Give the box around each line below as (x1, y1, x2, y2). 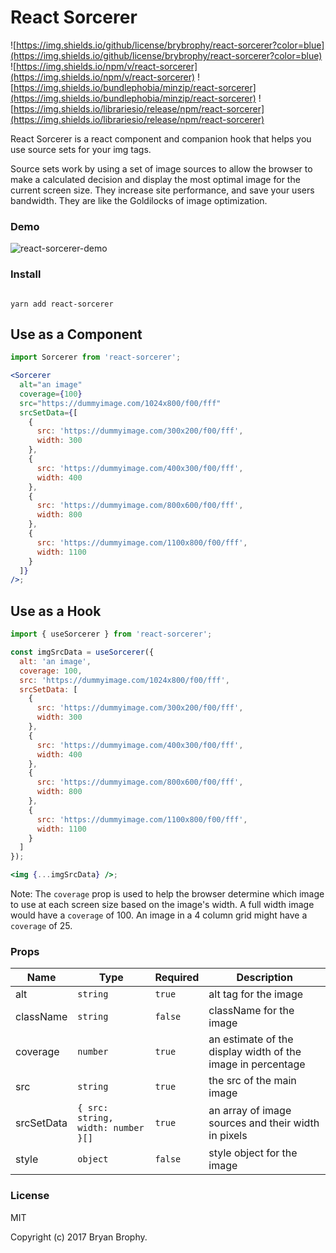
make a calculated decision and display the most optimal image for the (10, 173, 301, 185)
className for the (208, 1004, 295, 1018)
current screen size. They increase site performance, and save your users (10, 184, 315, 196)
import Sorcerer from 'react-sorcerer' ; (10, 352, 182, 363)
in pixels (208, 1129, 248, 1143)
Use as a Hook (10, 602, 102, 620)
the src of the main (208, 1074, 297, 1088)
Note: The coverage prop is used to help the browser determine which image (10, 888, 325, 900)
